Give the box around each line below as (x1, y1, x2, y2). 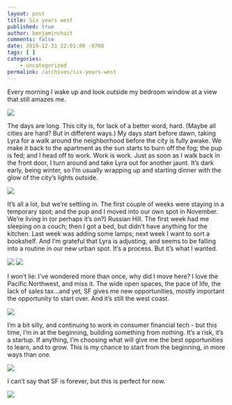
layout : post (7, 10, 45, 17)
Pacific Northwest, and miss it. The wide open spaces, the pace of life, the (7, 279, 221, 287)
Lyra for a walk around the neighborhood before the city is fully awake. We (7, 136, 222, 145)
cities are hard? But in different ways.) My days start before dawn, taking (7, 129, 216, 137)
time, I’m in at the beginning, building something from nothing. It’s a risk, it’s (7, 328, 224, 336)
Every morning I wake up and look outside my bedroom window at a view (7, 88, 217, 96)
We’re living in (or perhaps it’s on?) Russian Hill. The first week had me (7, 214, 209, 223)
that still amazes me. (7, 95, 66, 103)
